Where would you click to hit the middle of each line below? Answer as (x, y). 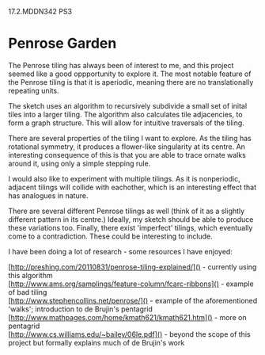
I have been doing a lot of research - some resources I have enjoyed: (121, 251)
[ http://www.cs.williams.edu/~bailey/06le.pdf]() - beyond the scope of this (129, 334)
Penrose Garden (62, 44)
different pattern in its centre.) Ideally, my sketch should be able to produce (131, 219)
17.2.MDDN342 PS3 (40, 11)
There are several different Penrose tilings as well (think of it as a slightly (127, 211)
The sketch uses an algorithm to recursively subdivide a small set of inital (128, 105)
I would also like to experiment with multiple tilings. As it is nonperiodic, (124, 178)
